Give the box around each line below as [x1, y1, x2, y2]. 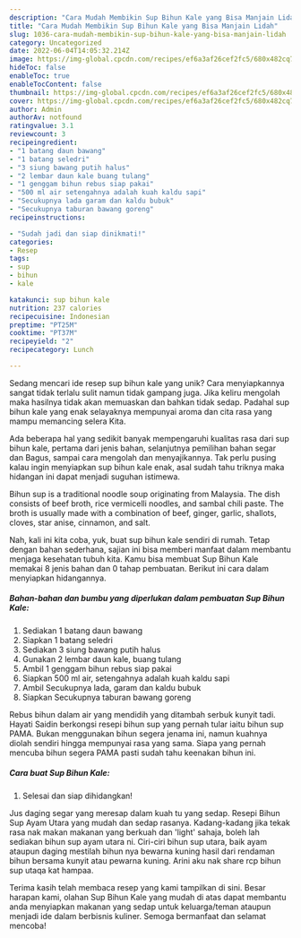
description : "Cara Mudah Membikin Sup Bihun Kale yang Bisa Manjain [9, 13, 275, 22]
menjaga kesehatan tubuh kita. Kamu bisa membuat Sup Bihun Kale [9, 553, 259, 564]
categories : [9, 237, 54, 246]
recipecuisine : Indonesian [9, 312, 110, 321]
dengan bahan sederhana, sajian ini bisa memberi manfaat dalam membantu [9, 544, 291, 555]
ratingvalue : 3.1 [9, 122, 74, 131]
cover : [9, 96, 34, 106]
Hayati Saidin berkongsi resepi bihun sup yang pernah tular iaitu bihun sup [9, 719, 284, 729]
